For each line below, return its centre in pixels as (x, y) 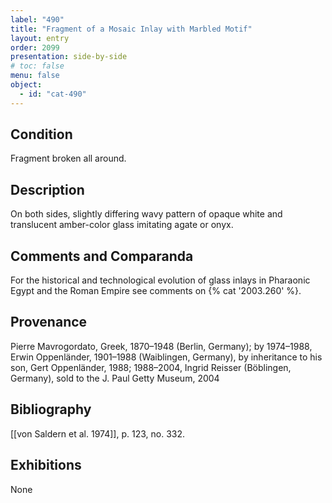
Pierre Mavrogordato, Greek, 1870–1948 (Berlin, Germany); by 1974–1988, (161, 346)
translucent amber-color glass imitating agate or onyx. (122, 225)
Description (47, 189)
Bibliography (51, 409)
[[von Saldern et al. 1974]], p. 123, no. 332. (98, 433)
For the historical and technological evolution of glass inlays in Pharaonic (160, 280)
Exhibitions (46, 465)
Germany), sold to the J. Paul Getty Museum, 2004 (115, 378)
